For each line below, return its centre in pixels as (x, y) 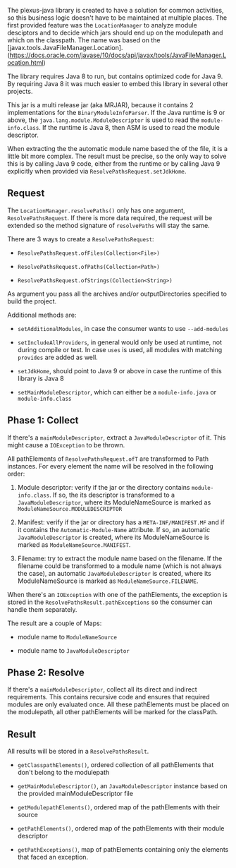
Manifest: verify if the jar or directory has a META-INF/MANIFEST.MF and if (121, 522)
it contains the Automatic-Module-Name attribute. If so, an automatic (114, 529)
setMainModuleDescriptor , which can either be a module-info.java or (117, 392)
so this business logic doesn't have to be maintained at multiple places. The (117, 18)
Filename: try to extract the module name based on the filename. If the (120, 558)
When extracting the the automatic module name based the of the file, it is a (117, 149)
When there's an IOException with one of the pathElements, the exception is (117, 594)
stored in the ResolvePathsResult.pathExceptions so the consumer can (110, 602)
